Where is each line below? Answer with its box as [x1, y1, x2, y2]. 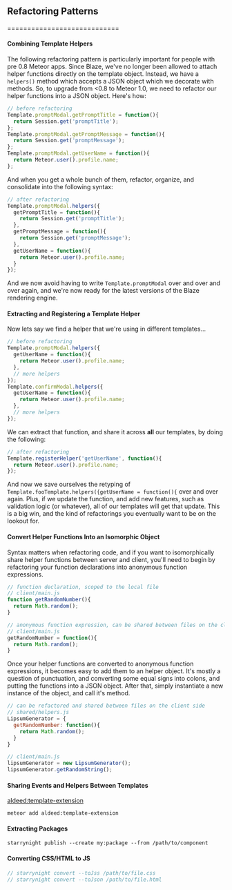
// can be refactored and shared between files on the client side [7, 702, 206, 710]
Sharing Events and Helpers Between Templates [7, 781, 148, 789]
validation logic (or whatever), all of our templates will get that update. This [7, 502, 220, 510]
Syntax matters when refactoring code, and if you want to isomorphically [7, 548, 215, 557]
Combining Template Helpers [7, 39, 93, 48]
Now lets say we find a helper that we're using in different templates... [7, 325, 206, 333]
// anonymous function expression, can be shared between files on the [7, 621, 217, 628]
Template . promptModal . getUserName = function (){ [7, 150, 150, 157]
